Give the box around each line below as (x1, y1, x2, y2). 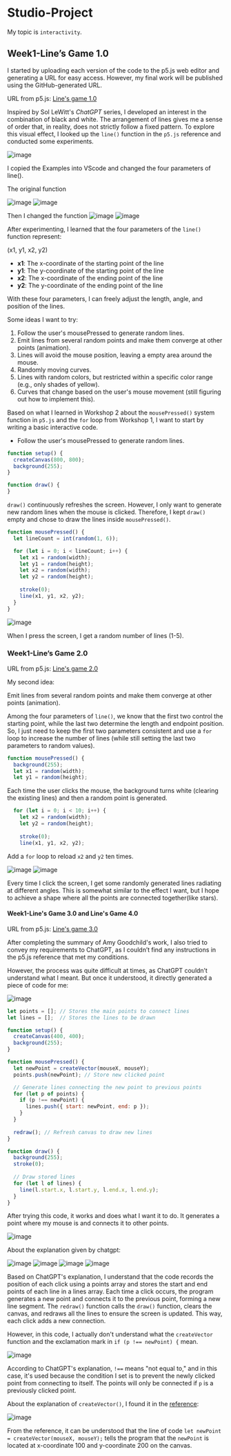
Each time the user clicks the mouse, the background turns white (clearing (7, 787, 219, 795)
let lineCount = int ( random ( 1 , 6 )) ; (13, 535, 119, 542)
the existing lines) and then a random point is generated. (7, 794, 168, 802)
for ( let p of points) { (13, 1090, 85, 1098)
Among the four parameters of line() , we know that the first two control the (7, 711, 223, 720)
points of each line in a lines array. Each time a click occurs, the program (7, 1287, 214, 1295)
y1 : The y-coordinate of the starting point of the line (17, 266, 164, 275)
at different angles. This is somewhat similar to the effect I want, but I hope (7, 886, 219, 894)
